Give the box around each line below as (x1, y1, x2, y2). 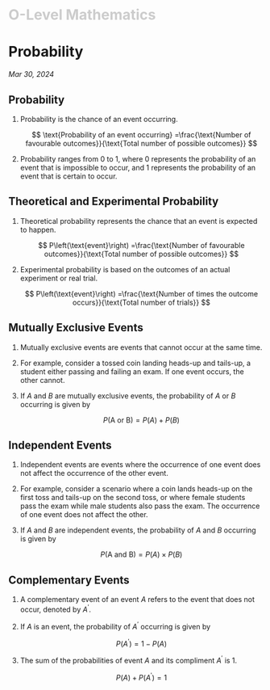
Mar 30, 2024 (8, 69, 55, 79)
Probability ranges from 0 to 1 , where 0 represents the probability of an (19, 154, 256, 163)
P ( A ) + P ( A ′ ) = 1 (115, 671, 168, 682)
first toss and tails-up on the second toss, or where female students (19, 493, 246, 503)
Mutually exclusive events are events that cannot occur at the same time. (19, 342, 263, 352)
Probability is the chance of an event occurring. (19, 114, 179, 124)
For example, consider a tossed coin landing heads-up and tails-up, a (19, 358, 251, 368)
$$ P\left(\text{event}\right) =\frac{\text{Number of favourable (37, 240, 245, 250)
